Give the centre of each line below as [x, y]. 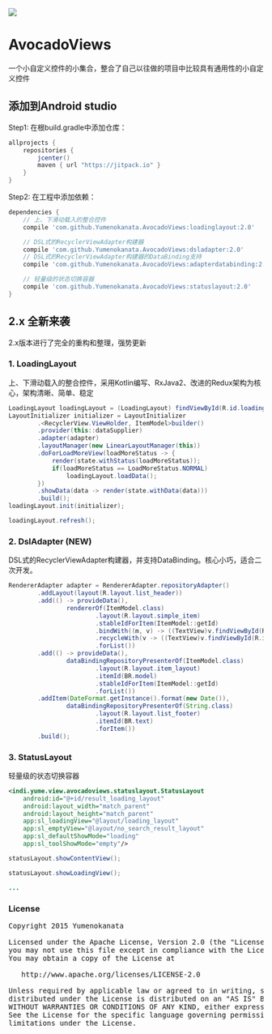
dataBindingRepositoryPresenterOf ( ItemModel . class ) [155, 661]
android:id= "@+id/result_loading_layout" [93, 798]
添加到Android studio [63, 107]
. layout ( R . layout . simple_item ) [148, 616]
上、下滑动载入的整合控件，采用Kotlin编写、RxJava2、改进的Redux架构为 [131, 382]
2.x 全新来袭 [39, 321]
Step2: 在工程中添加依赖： [52, 197]
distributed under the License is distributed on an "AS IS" [132, 998]
